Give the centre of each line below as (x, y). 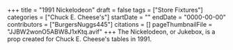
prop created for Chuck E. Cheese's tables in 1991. (80, 39)
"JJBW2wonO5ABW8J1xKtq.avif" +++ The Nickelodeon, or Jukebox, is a (111, 32)
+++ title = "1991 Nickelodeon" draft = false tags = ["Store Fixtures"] (105, 10)
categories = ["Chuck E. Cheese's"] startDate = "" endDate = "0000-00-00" (116, 17)
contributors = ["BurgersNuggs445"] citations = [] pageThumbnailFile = (110, 24)
